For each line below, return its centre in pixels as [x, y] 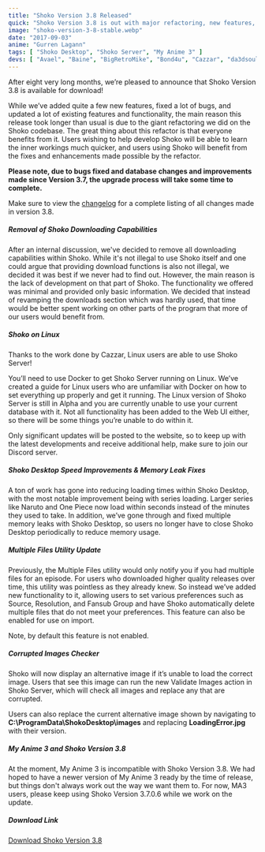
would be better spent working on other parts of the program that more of [128, 308]
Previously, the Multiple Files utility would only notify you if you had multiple [131, 570]
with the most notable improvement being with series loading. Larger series [131, 499]
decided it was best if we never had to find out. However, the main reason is [131, 275]
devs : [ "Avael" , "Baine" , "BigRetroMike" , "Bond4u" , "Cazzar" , [116, 60]
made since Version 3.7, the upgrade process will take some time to [121, 179]
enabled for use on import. [51, 620]
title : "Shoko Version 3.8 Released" [70, 15]
